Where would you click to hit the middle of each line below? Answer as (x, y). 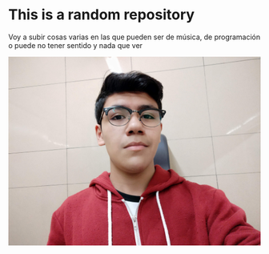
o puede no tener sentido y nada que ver (75, 45)
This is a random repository (101, 15)
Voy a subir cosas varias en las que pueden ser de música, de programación (134, 37)
